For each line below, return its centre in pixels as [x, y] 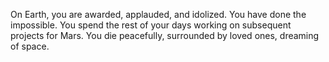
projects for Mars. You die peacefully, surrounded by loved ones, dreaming [165, 35]
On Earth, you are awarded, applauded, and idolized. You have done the [158, 14]
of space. [30, 46]
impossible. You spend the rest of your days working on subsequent [151, 25]
